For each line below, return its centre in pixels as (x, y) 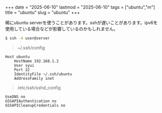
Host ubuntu (17, 56)
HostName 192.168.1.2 (36, 61)
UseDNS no (15, 97)
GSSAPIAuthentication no (31, 101)
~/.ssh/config (31, 48)
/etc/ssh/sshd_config (39, 87)
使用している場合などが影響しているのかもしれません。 (62, 29)
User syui (24, 65)
